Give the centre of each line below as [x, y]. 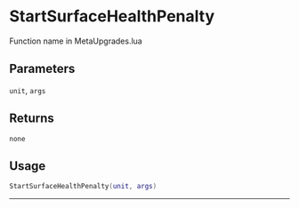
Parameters [42, 69]
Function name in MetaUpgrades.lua [76, 41]
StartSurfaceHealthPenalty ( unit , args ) [83, 187]
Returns [32, 119]
